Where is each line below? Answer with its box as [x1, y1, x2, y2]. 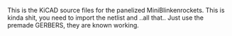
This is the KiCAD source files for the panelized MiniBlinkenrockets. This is [7, 6, 225, 14]
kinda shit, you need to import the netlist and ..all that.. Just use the [7, 13, 204, 22]
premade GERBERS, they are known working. [7, 21, 140, 29]
